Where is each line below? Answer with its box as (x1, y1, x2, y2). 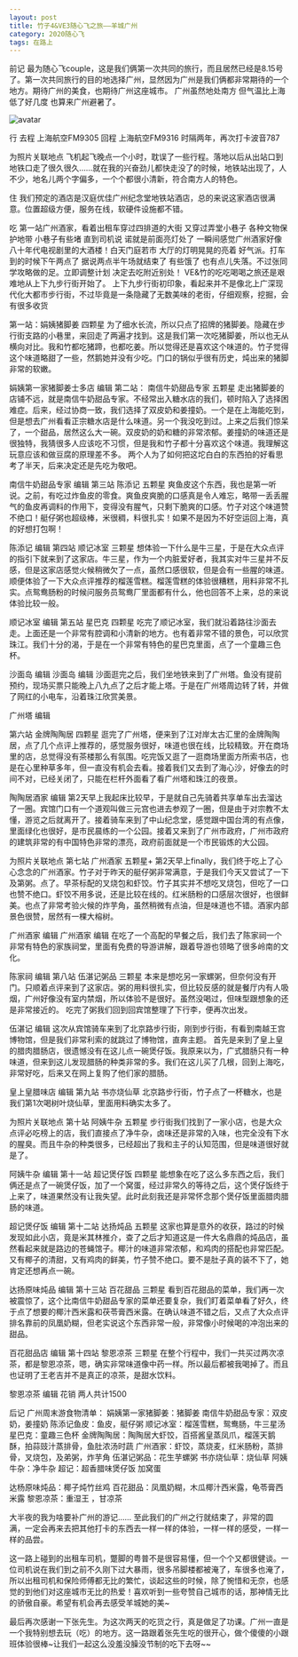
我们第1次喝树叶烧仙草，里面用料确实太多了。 (9, 1098, 176, 1109)
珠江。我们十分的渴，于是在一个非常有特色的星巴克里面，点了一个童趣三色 (9, 639, 281, 649)
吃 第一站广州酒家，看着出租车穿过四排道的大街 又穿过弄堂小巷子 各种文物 (9, 223, 280, 234)
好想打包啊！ (16, 523, 64, 534)
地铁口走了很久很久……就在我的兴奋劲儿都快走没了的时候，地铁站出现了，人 (9, 163, 287, 173)
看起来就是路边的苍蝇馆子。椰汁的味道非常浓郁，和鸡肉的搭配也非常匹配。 (16, 1243, 289, 1254)
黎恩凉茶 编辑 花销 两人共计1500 (9, 1389, 127, 1399)
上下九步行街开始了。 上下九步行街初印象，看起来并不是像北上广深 (32, 278, 276, 289)
